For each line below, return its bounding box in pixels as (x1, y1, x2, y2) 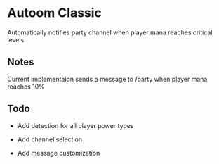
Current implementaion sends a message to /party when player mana (7, 75, 208, 83)
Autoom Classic (7, 5, 102, 21)
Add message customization (17, 149, 100, 157)
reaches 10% (7, 82, 46, 91)
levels (7, 35, 25, 44)
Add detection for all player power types (17, 121, 135, 130)
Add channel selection (17, 135, 83, 144)
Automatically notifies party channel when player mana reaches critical (7, 28, 213, 37)
